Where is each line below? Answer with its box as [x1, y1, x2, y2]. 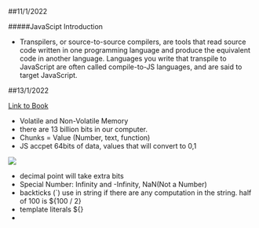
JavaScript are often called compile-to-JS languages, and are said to [19, 62, 243, 72]
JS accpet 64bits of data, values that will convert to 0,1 [19, 142, 197, 150]
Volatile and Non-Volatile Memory [19, 116, 129, 125]
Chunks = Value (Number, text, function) [19, 133, 151, 142]
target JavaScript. [19, 71, 78, 79]
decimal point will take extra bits [19, 171, 124, 180]
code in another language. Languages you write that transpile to [19, 54, 227, 63]
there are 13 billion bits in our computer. [19, 125, 148, 134]
